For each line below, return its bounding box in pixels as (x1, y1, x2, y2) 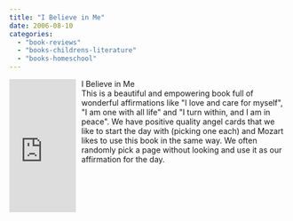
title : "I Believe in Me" (9, 12, 105, 22)
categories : (9, 29, 53, 38)
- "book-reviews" (17, 37, 82, 47)
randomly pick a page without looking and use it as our (81, 145, 282, 155)
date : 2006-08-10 (9, 21, 74, 30)
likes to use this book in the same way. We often (81, 135, 257, 146)
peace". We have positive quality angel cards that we (81, 116, 275, 127)
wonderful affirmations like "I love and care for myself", (81, 98, 283, 107)
